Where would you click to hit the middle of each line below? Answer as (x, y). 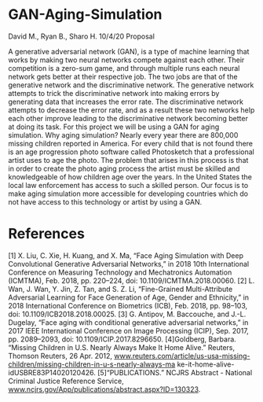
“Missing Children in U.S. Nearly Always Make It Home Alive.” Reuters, (122, 347)
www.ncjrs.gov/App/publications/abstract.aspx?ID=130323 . (104, 389)
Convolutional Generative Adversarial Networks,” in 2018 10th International (129, 264)
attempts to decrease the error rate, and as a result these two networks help (131, 110)
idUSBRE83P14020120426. (52, 372)
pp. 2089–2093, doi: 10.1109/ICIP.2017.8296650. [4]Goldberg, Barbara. (122, 339)
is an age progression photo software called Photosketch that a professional (131, 152)
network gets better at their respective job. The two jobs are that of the (123, 76)
